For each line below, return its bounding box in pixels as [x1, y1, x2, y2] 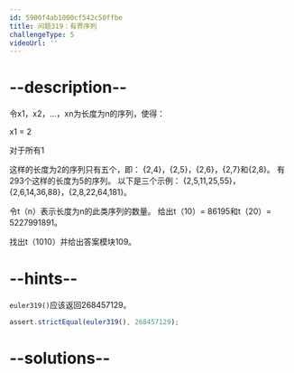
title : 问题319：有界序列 [9, 22, 97, 31]
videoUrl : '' [9, 38, 59, 48]
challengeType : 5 [9, 30, 75, 39]
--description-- [9, 78, 128, 98]
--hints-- [9, 268, 78, 289]
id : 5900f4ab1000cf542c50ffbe [9, 13, 124, 23]
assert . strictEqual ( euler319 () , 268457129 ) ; [9, 318, 179, 327]
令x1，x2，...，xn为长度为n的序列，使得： [9, 108, 165, 119]
